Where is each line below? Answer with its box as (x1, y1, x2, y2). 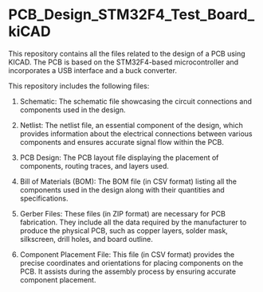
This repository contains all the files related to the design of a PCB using (8, 49, 245, 58)
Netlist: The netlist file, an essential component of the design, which (19, 120, 243, 130)
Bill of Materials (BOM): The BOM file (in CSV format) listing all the (19, 177, 237, 186)
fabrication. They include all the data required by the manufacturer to (19, 217, 247, 227)
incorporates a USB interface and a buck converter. (8, 65, 178, 75)
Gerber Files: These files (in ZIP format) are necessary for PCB (19, 208, 226, 218)
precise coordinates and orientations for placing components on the (19, 258, 244, 267)
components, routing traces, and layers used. (19, 161, 170, 170)
